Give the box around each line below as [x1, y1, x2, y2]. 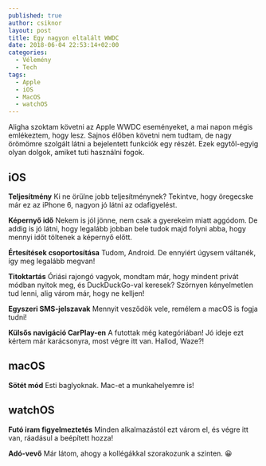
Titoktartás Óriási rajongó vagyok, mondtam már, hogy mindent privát [8, 271, 239, 281]
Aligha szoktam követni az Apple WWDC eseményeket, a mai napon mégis [8, 122, 253, 132]
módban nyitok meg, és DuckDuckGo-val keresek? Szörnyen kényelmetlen [8, 280, 253, 289]
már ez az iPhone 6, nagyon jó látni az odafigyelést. [8, 200, 178, 209]
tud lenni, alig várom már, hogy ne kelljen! [8, 288, 145, 298]
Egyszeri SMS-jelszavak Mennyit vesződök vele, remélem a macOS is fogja [8, 304, 259, 313]
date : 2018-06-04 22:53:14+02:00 [8, 41, 119, 49]
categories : [8, 49, 48, 56]
